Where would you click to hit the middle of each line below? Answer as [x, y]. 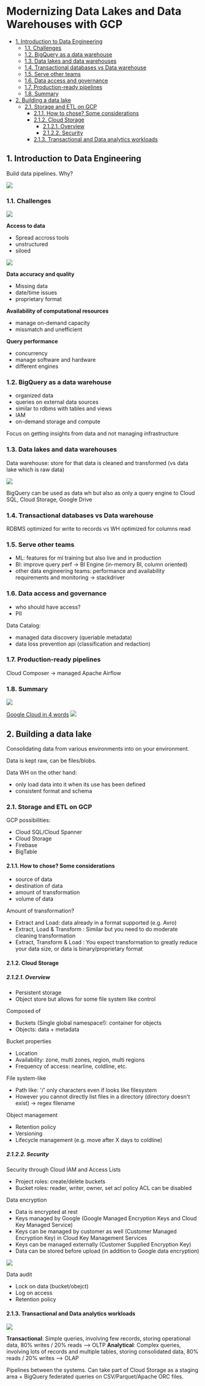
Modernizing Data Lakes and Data [94, 11]
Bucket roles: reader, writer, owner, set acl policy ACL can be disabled [103, 1188]
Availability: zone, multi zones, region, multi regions [80, 1060]
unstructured [32, 245]
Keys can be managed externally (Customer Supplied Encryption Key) [103, 1244]
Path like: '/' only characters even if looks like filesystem [86, 1090]
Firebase [26, 845]
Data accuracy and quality [40, 274]
